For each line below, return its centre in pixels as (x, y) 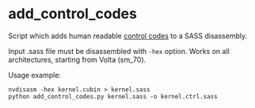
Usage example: (35, 75)
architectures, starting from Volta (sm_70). (77, 60)
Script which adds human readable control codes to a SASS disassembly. (128, 36)
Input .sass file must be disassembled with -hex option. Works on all (119, 51)
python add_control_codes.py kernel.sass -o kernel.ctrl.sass (113, 96)
